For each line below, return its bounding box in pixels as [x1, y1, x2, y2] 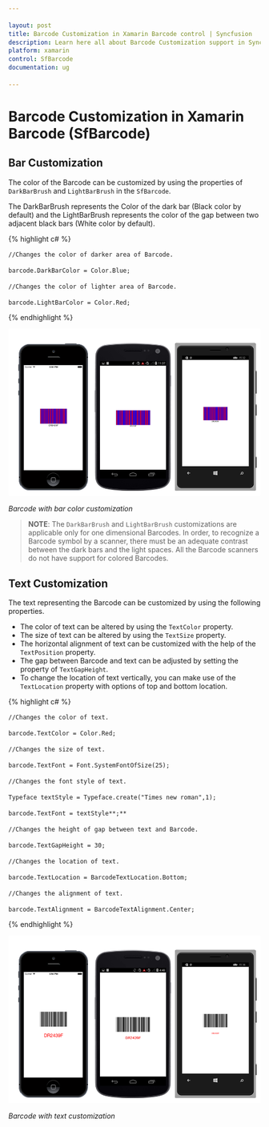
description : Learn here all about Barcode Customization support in [8, 38, 246, 46]
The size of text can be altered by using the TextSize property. [19, 631, 227, 640]
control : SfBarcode [8, 55, 74, 63]
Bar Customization [8, 156, 103, 170]
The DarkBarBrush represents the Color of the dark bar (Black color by [8, 201, 242, 211]
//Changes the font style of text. [8, 777, 127, 786]
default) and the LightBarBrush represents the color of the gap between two [8, 210, 259, 219]
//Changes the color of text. [8, 713, 110, 722]
